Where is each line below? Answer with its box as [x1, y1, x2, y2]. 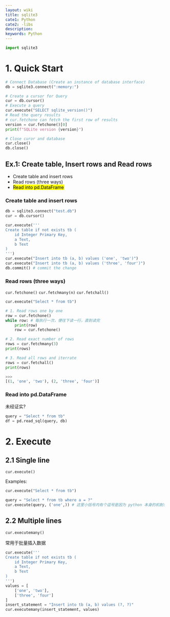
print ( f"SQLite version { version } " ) [5, 126, 83, 132]
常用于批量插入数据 [5, 540, 46, 546]
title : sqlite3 [5, 12, 38, 17]
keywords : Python [5, 31, 42, 36]
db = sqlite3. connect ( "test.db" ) [5, 208, 77, 214]
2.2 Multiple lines [5, 517, 62, 525]
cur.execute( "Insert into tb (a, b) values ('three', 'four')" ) [5, 261, 145, 266]
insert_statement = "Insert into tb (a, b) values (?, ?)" [5, 602, 134, 607]
